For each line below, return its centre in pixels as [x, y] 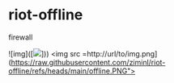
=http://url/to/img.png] [120, 53]
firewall [21, 37]
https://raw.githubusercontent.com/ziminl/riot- [88, 62]
